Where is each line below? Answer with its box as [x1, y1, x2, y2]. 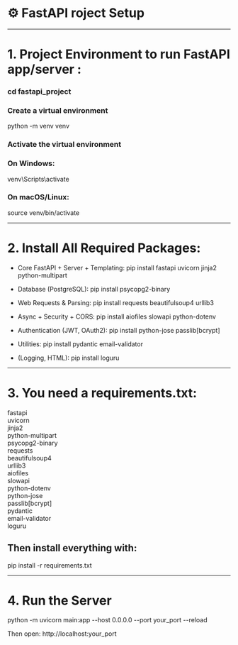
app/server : [7, 62, 81, 77]
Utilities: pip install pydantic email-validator [17, 339, 144, 348]
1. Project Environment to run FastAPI [7, 46, 230, 62]
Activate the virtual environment [7, 140, 122, 150]
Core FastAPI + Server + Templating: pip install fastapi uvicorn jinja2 [17, 263, 217, 272]
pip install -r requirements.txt [7, 561, 92, 569]
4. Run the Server [7, 592, 112, 608]
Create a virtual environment [7, 105, 108, 115]
